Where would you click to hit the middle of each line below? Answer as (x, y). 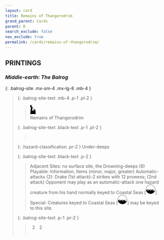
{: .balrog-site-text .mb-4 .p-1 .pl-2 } (55, 98)
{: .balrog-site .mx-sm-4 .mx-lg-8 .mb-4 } (48, 88)
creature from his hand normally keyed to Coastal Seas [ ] (93, 192)
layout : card (19, 10)
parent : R (15, 26)
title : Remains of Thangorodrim (39, 16)
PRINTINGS (23, 63)
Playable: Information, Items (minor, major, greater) (82, 171)
